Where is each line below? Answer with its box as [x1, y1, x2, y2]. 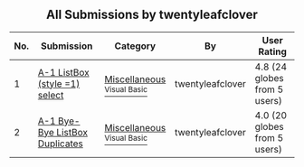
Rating [258, 45, 288, 58]
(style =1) [37, 77, 81, 89]
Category [114, 40, 157, 52]
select [37, 88, 64, 101]
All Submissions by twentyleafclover [46, 7, 258, 23]
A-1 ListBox [37, 66, 90, 79]
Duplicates [37, 137, 83, 150]
